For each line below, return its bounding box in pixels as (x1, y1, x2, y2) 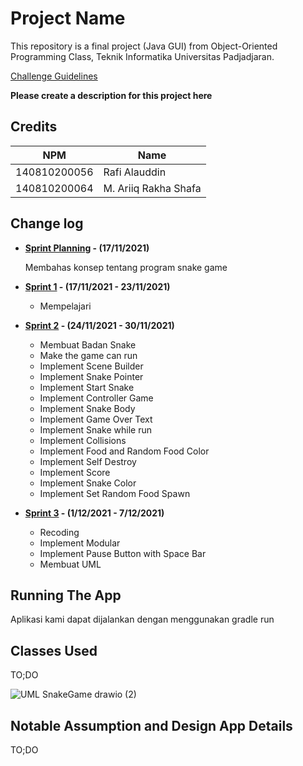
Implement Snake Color (39, 477, 137, 489)
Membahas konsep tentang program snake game (24, 261, 228, 273)
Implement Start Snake (39, 381, 135, 393)
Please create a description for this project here (10, 89, 213, 101)
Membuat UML (39, 558, 102, 570)
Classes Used (10, 642, 98, 659)
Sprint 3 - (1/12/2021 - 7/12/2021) (24, 507, 165, 519)
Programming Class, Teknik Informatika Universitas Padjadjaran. (10, 50, 275, 62)
